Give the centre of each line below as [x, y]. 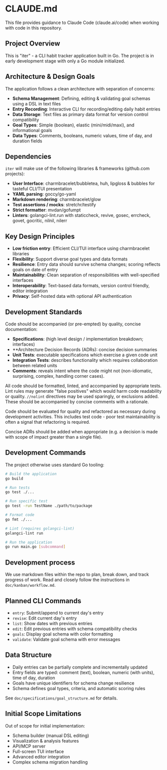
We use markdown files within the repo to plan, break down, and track [77, 575]
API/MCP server [29, 746]
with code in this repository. [34, 27]
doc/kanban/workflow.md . [30, 585]
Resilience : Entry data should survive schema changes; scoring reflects [86, 264]
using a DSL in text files [37, 103]
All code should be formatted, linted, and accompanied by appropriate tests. [83, 386]
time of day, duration [34, 678]
